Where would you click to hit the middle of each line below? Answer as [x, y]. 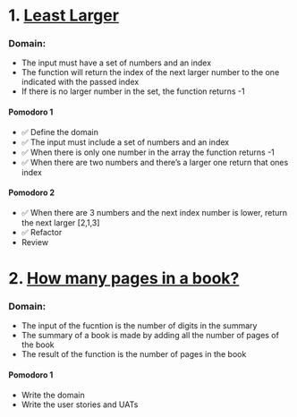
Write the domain [53, 395]
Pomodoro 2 [32, 192]
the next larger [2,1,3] [60, 222]
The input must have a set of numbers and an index [116, 63]
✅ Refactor [42, 232]
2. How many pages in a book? [124, 279]
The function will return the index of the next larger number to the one [150, 72]
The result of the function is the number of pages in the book [134, 354]
